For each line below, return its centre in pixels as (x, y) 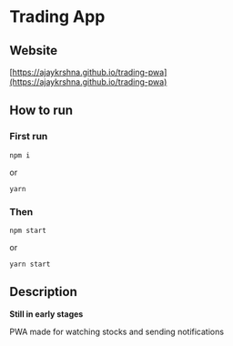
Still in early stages (46, 314)
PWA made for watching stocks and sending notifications (117, 331)
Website (33, 51)
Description (43, 292)
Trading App (57, 17)
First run (29, 137)
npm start (28, 230)
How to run (41, 111)
